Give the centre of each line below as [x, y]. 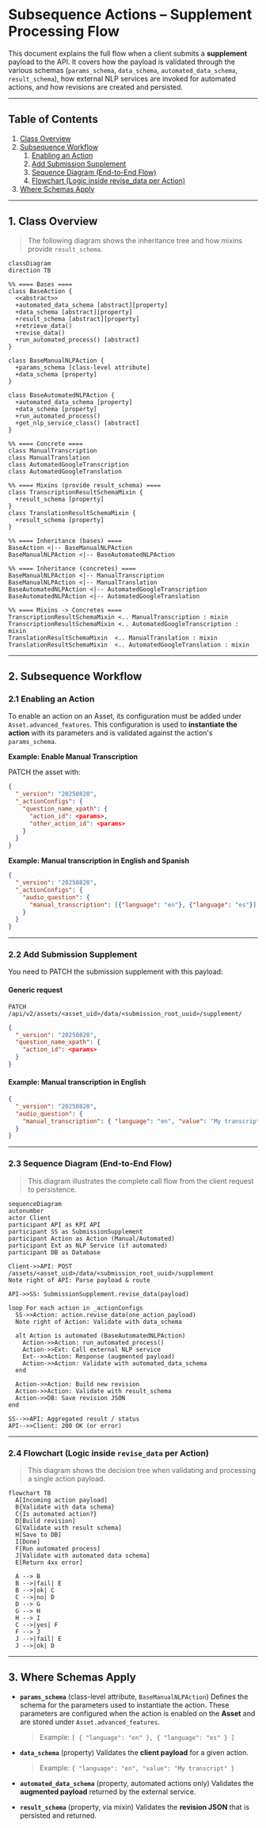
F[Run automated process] [58, 1548]
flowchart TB [30, 1493]
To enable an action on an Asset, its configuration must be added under [125, 716]
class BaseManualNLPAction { [56, 361]
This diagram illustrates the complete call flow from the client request [141, 1181]
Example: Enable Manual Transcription [73, 757]
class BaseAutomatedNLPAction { [61, 395]
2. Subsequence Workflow [75, 676]
